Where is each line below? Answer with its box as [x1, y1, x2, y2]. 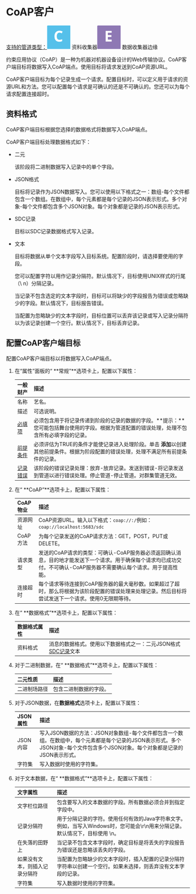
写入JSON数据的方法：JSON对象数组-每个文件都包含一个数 [39, 729, 184, 736]
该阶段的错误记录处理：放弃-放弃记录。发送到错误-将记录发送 [33, 464, 184, 472]
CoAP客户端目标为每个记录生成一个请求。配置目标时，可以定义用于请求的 [6, 76, 183, 83]
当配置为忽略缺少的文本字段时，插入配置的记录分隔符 [57, 855, 185, 862]
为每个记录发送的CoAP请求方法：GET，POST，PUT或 [38, 532, 168, 539]
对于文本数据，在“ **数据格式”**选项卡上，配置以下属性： [14, 774, 154, 781]
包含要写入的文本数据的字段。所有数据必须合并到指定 [57, 798, 185, 805]
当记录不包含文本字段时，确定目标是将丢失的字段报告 [57, 839, 185, 846]
